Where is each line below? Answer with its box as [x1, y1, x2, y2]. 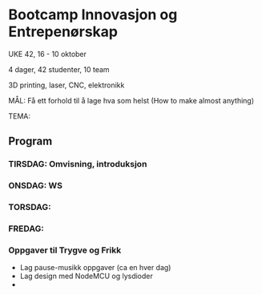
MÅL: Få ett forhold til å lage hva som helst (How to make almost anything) [8, 95, 255, 105]
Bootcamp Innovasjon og [8, 6, 178, 24]
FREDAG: [8, 223, 44, 234]
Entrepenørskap [8, 22, 119, 41]
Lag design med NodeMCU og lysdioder [19, 271, 154, 281]
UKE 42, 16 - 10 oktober [8, 49, 87, 59]
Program [8, 135, 53, 148]
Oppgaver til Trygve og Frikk [8, 244, 122, 256]
